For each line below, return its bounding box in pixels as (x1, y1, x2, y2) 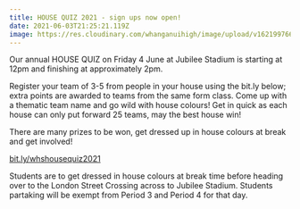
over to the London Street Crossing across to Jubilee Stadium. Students (9, 180, 273, 191)
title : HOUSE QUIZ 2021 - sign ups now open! (9, 13, 181, 22)
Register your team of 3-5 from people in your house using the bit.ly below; (9, 81, 287, 92)
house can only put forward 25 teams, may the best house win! (9, 109, 242, 121)
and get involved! (9, 136, 73, 147)
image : (9, 29, 34, 38)
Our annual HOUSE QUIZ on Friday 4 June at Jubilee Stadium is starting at (9, 54, 283, 65)
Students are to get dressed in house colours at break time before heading (9, 171, 284, 181)
